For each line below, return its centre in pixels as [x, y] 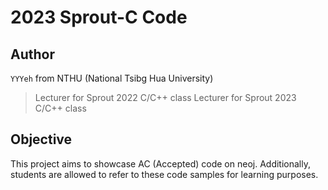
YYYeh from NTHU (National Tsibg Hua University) [112, 78]
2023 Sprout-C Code [99, 17]
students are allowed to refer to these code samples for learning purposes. [164, 174]
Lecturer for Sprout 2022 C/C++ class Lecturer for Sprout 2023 [165, 97]
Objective [41, 139]
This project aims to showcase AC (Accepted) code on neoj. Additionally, [160, 163]
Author [32, 54]
